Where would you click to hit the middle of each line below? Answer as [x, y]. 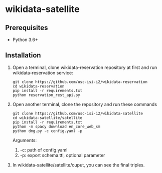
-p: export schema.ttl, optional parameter [62, 155]
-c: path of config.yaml [44, 150]
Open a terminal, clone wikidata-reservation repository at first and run [85, 67]
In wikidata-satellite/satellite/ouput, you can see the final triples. [78, 165]
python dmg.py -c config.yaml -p [47, 131]
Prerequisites [27, 28]
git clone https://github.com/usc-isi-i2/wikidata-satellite [78, 113]
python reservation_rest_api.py [46, 95]
